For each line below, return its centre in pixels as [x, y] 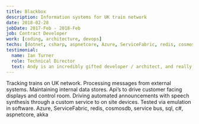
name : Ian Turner [33, 56]
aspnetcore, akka [27, 115]
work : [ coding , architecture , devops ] [54, 39]
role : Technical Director [44, 61]
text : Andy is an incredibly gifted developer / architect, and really [102, 66]
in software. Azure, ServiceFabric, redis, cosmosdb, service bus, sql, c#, [95, 108]
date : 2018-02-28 [28, 22]
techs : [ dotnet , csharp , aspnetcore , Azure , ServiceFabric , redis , [91, 45]
